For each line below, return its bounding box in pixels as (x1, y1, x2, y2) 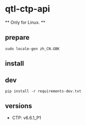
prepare (5, 33, 30, 42)
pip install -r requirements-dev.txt (5, 89, 82, 94)
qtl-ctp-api (5, 3, 50, 15)
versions (5, 102, 33, 110)
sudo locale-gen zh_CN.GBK (5, 46, 60, 51)
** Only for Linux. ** (5, 19, 46, 25)
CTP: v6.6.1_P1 (12, 115, 41, 121)
